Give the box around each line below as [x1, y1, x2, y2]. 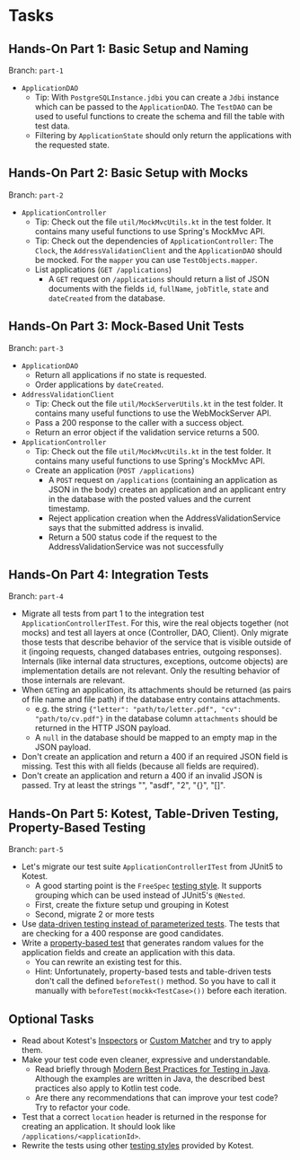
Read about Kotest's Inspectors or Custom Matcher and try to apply [21, 1035, 272, 1046]
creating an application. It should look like [21, 1121, 176, 1132]
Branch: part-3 [8, 342, 64, 353]
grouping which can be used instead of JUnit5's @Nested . [34, 890, 246, 901]
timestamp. [48, 503, 91, 514]
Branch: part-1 [8, 65, 64, 75]
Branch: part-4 [8, 591, 64, 602]
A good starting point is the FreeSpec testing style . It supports [34, 881, 262, 892]
